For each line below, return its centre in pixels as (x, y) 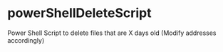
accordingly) (26, 40)
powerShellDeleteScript (79, 13)
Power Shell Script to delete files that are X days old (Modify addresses (112, 33)
